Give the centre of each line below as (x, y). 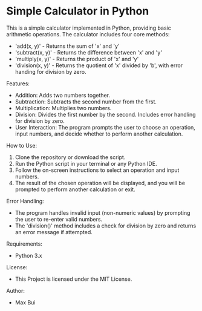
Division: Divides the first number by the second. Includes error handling (105, 114)
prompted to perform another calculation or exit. (75, 189)
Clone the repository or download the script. (70, 157)
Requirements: (24, 244)
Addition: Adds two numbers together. (63, 95)
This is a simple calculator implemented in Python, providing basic (89, 28)
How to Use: (22, 145)
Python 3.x (28, 255)
